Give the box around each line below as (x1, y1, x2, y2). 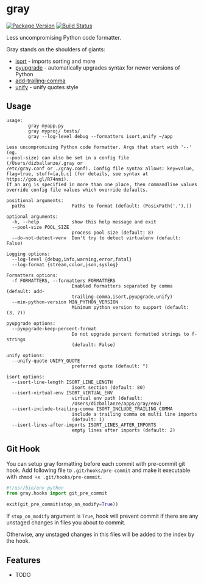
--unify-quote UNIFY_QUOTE (12, 358, 80, 364)
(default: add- (6, 288, 45, 294)
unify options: (6, 352, 45, 358)
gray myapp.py (28, 123, 64, 129)
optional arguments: (6, 213, 59, 220)
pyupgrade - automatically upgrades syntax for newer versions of (15, 63, 181, 71)
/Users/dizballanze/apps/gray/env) (71, 400, 163, 407)
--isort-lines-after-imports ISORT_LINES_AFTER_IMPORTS (12, 422, 157, 428)
